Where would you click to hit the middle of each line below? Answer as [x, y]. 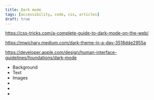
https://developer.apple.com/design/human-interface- [61, 52]
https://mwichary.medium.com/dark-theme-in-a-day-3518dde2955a [76, 43]
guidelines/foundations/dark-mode [41, 58]
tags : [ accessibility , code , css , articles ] [52, 14]
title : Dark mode [23, 10]
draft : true [17, 19]
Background [25, 67]
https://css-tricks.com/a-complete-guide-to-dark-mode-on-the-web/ [77, 33]
